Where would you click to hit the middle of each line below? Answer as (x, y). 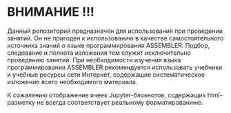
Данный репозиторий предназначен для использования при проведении (115, 31)
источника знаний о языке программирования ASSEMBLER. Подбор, (109, 45)
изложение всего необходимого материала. (72, 81)
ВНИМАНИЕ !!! (51, 12)
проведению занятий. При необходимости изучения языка (94, 60)
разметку (21, 102)
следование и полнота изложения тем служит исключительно (99, 53)
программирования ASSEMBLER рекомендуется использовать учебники (115, 67)
